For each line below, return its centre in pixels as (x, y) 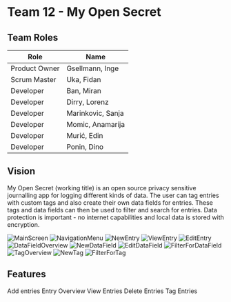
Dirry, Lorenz (88, 102)
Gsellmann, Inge (93, 68)
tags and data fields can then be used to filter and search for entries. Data (112, 210)
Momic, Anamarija (96, 124)
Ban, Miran (84, 91)
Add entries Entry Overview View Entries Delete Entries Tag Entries (102, 291)
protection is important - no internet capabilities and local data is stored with (115, 217)
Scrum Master (33, 80)
